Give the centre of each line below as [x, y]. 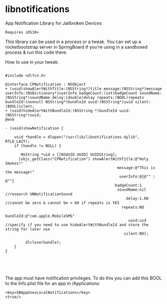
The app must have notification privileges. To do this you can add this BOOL [83, 278]
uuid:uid [137, 220]
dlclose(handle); [43, 242]
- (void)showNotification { [34, 128]
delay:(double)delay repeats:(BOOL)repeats [98, 97]
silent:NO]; [136, 234]
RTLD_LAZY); [17, 141]
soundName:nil [131, 190]
